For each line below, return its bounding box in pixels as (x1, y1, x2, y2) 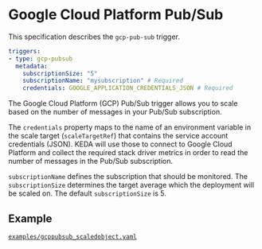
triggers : (8, 47, 41, 55)
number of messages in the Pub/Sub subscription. (8, 157, 174, 166)
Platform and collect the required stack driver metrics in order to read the (8, 148, 248, 158)
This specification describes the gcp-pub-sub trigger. (8, 32, 181, 41)
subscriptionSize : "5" (22, 69, 98, 77)
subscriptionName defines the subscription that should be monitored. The (8, 172, 248, 181)
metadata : (15, 62, 48, 70)
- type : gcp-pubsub (8, 54, 73, 63)
